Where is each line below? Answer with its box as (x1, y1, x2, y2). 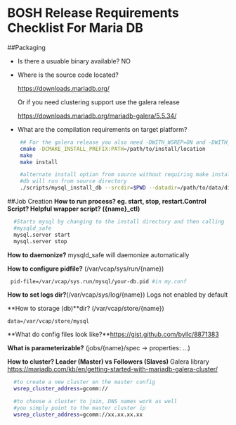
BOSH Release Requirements (7, 5, 179, 21)
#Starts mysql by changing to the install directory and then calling (13, 218, 225, 226)
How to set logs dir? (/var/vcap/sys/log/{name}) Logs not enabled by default (7, 290, 228, 299)
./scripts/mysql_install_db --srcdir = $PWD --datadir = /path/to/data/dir (20, 185, 234, 192)
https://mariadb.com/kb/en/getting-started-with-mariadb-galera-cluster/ (7, 365, 218, 374)
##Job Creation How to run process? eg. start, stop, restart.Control (7, 197, 207, 206)
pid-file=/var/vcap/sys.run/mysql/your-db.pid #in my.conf (10, 278, 188, 285)
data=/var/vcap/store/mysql (7, 318, 90, 325)
